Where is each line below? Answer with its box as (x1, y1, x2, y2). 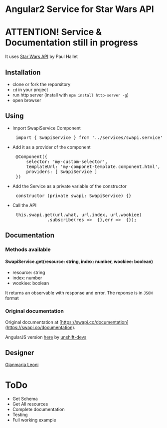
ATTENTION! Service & (5, 26, 102, 38)
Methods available (5, 246, 51, 253)
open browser (12, 97, 41, 103)
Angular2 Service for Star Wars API (5, 3, 155, 15)
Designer (5, 348, 34, 357)
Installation (5, 68, 41, 76)
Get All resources (12, 401, 48, 407)
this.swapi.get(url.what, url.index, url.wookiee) (15, 211, 142, 217)
